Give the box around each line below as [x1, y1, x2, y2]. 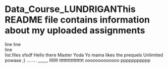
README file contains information [5, 14, 150, 25]
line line [5, 41, 21, 47]
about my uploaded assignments [5, 25, 145, 36]
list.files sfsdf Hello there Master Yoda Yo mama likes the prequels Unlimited [5, 51, 163, 58]
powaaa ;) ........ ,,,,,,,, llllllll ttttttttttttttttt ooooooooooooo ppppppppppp [5, 57, 151, 63]
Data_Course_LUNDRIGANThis [5, 3, 136, 15]
